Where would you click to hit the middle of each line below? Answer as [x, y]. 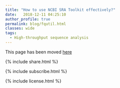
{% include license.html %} [33, 81]
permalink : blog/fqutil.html [36, 24]
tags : [11, 33]
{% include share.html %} [32, 61]
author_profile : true [28, 19]
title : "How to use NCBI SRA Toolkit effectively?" [60, 10]
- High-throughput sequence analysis [49, 38]
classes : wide [20, 28]
